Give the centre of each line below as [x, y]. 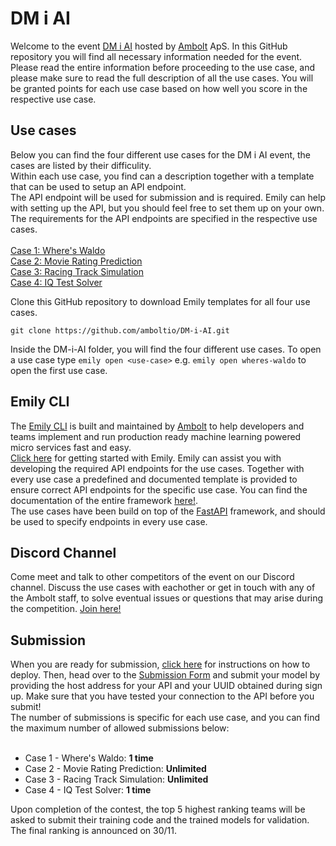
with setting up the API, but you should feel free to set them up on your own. [167, 208]
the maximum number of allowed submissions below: [120, 728]
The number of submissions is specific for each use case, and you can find [165, 718]
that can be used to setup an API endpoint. [98, 186]
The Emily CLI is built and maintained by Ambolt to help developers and [157, 426]
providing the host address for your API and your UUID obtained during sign [166, 686]
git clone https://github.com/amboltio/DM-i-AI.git [120, 330]
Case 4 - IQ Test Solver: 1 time [88, 790]
